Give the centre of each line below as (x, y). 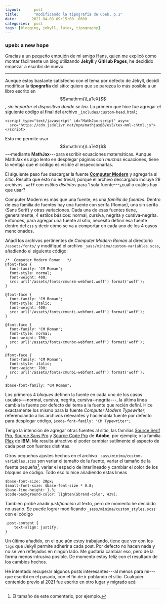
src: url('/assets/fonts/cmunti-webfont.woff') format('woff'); (77, 312)
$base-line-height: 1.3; (31, 490)
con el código (19, 514)
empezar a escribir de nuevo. (35, 67)
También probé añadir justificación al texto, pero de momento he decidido (81, 504)
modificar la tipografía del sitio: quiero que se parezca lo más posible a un (81, 86)
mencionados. (20, 231)
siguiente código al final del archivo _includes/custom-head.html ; (71, 112)
